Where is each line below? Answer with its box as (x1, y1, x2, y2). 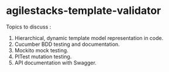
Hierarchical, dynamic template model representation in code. (14, 34, 164, 41)
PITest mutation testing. (14, 53, 72, 60)
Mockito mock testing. (14, 46, 68, 53)
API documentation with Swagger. (14, 59, 96, 66)
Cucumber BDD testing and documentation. (14, 41, 120, 48)
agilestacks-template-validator (6, 4, 161, 17)
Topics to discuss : (6, 23, 51, 30)
